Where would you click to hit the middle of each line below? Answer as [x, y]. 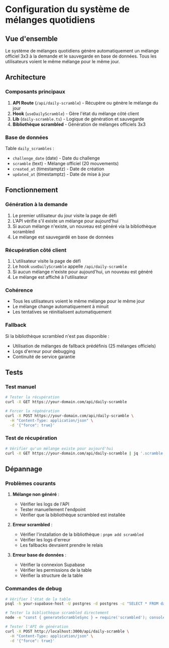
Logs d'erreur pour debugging [44, 351]
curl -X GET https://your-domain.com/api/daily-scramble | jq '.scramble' [85, 453]
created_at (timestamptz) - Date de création [58, 169]
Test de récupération [31, 438]
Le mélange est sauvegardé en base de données [63, 237]
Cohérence [19, 290]
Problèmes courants [31, 483]
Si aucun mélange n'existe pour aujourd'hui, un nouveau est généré [82, 272]
